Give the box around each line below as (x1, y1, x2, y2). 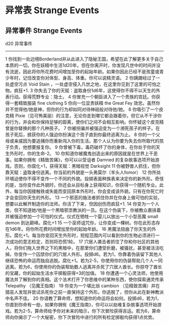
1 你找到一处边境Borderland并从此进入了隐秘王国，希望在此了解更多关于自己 (5, 56, 163, 62)
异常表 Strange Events (5, 5, 100, 16)
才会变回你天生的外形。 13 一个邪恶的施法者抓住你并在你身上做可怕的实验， (5, 194, 162, 201)
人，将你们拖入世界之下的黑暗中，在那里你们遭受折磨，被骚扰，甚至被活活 (5, 245, 159, 251)
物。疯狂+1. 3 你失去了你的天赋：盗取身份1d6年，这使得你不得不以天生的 (5, 88, 156, 93)
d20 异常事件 (5, 41, 33, 46)
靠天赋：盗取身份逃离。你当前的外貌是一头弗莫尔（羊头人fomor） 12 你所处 (5, 169, 161, 175)
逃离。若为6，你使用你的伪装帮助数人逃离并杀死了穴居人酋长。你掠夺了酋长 (5, 264, 162, 270)
